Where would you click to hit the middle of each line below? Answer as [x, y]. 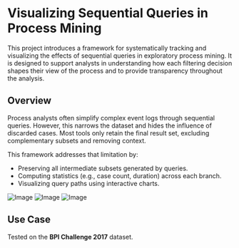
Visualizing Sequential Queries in [108, 13]
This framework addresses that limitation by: [73, 154]
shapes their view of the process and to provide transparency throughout [115, 71]
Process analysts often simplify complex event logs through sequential [111, 118]
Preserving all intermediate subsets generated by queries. [103, 168]
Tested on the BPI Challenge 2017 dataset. [70, 237]
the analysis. [26, 78]
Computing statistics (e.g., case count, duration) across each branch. [119, 175]
